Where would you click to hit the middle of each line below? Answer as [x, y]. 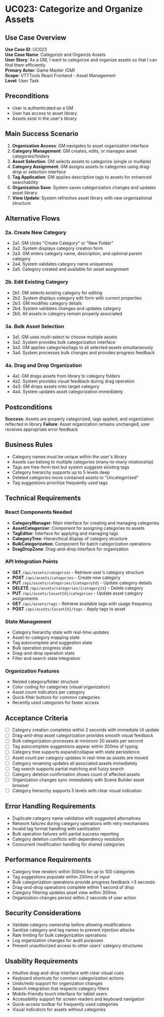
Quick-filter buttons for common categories [56, 697]
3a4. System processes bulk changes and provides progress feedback [83, 353]
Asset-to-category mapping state [46, 637]
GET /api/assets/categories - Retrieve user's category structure [78, 572]
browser [21, 785]
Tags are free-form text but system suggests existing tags [71, 467]
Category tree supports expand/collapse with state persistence [76, 752]
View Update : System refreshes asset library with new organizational [82, 198]
